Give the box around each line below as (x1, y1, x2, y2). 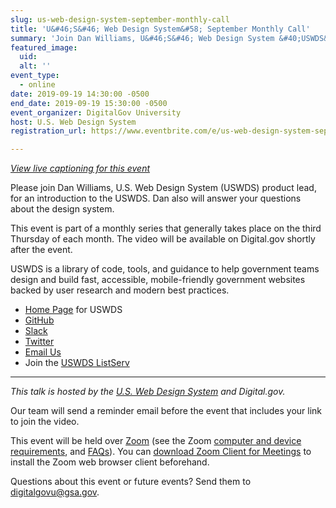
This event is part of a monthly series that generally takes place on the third (10, 222, 322, 235)
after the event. (10, 244, 73, 256)
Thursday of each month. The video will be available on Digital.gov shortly (10, 233, 316, 245)
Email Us (24, 346, 62, 358)
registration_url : (10, 126, 87, 136)
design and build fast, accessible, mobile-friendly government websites (10, 274, 306, 286)
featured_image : (10, 42, 78, 53)
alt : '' (19, 61, 52, 71)
